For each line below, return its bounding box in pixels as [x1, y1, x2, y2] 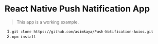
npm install [11, 34, 36, 39]
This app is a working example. [16, 19, 79, 25]
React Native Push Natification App [4, 3, 150, 14]
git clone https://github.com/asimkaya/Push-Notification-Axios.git [11, 29, 154, 34]
